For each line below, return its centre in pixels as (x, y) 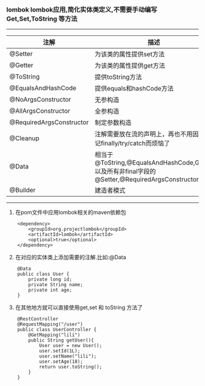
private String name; (56, 285)
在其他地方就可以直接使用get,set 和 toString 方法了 (79, 307)
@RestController (38, 319)
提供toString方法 (118, 77)
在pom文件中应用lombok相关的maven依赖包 (70, 212)
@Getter (21, 65)
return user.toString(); (70, 367)
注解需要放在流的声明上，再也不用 (143, 134)
